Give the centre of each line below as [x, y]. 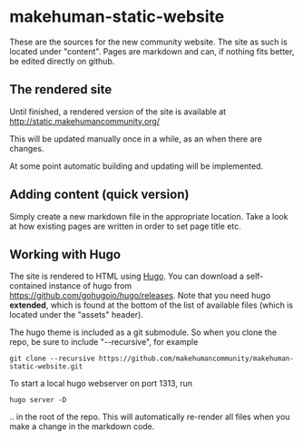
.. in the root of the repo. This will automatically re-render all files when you [150, 417]
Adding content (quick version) [99, 195]
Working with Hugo [65, 255]
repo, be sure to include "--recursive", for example [104, 342]
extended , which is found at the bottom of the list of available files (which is [151, 305]
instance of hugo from [90, 286]
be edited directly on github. [62, 61]
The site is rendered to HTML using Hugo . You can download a [127, 276]
